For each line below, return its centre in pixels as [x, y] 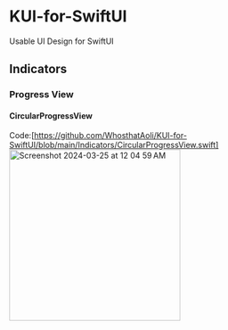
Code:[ [22, 136]
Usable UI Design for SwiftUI [61, 41]
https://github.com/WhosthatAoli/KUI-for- [110, 136]
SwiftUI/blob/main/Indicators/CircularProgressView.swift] [114, 145]
